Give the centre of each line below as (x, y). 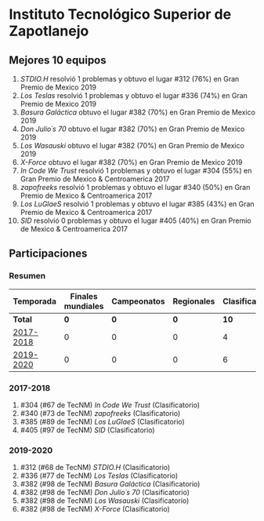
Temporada (35, 301)
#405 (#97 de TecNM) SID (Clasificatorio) (87, 430)
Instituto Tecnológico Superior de (120, 15)
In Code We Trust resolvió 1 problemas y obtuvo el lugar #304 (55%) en (136, 171)
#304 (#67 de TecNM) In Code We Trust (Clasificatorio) (110, 405)
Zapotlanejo (49, 31)
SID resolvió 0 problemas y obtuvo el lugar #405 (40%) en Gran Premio (136, 220)
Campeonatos (138, 301)
